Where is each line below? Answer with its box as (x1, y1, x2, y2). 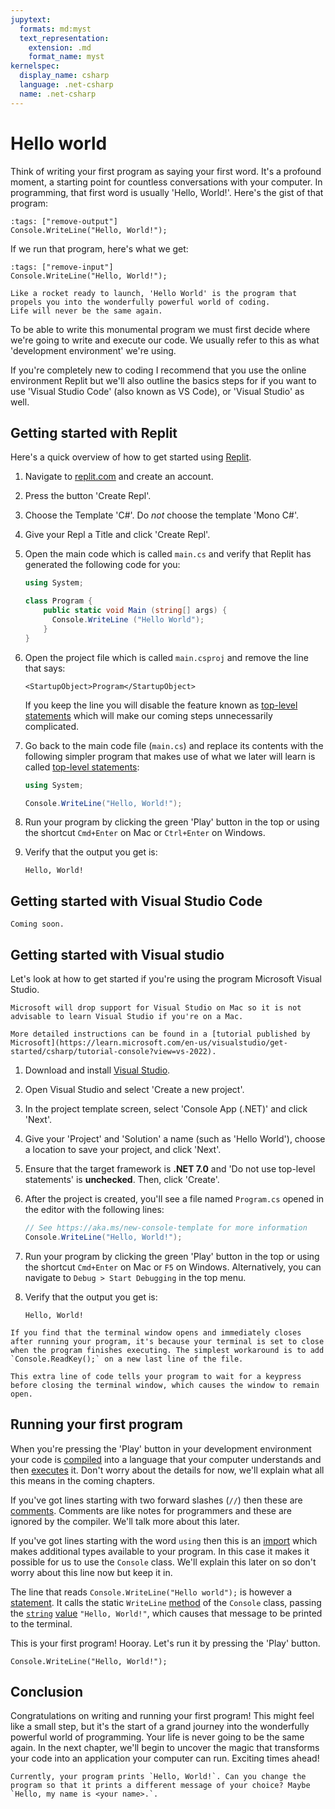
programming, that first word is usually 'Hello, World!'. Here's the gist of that (10, 186, 324, 198)
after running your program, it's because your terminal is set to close (10, 1336, 325, 1346)
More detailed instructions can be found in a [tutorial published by (10, 1029, 311, 1039)
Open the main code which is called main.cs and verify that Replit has (24, 548, 312, 560)
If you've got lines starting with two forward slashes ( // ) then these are (10, 1494, 303, 1506)
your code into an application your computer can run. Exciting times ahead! (10, 1752, 320, 1765)
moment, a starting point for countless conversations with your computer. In (10, 176, 323, 188)
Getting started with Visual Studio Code (10, 892, 263, 910)
